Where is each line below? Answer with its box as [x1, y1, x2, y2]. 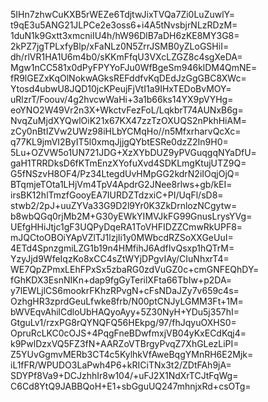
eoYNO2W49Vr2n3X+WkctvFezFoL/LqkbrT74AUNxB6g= [10, 104, 244, 116]
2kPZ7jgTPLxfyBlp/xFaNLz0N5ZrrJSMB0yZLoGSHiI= [10, 40, 230, 52]
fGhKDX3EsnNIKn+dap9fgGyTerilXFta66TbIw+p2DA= [10, 274, 233, 286]
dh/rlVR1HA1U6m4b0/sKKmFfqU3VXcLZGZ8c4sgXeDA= [10, 51, 243, 63]
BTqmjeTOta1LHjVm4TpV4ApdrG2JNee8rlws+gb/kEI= [10, 179, 233, 190]
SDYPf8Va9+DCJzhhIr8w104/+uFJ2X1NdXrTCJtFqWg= [10, 370, 239, 381]
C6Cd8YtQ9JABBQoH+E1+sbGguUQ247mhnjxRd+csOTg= [10, 380, 252, 392]
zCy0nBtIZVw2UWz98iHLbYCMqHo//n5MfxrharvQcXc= [10, 125, 242, 137]
